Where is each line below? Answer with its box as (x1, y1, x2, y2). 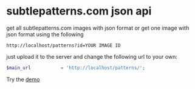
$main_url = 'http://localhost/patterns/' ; (6, 65, 146, 71)
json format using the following (6, 30, 84, 38)
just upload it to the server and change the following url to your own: (6, 53, 178, 60)
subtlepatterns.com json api (6, 4, 152, 18)
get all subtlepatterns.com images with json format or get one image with (6, 24, 190, 31)
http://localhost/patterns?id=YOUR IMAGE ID (6, 42, 121, 48)
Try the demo (6, 76, 40, 83)
